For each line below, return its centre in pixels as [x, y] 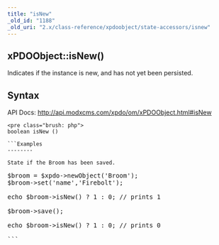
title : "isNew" [30, 14]
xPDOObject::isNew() [56, 56]
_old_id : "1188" [31, 21]
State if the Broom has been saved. [61, 163]
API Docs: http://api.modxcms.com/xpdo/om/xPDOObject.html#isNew [109, 112]
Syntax [23, 96]
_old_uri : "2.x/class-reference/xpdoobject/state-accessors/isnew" [109, 27]
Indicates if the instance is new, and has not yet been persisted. [100, 73]
